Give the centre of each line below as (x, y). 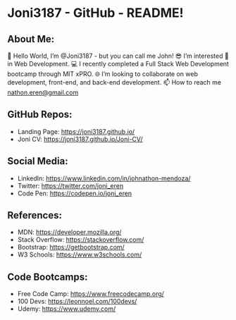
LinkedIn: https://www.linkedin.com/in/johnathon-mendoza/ (104, 178)
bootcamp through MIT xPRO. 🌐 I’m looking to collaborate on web (103, 74)
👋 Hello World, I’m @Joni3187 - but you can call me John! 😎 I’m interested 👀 (118, 56)
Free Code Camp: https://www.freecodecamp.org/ (91, 294)
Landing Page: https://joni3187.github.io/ (76, 131)
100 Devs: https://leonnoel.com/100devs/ (77, 302)
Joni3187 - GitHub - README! (95, 13)
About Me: (31, 39)
